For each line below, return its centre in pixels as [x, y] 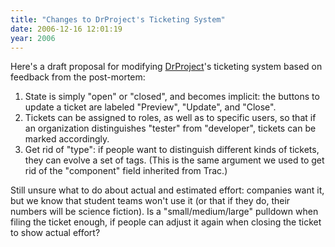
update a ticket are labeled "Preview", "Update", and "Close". [150, 107]
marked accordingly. [67, 139]
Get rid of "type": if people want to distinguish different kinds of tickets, [172, 150]
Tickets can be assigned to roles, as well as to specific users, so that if [170, 118]
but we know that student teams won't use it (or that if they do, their [150, 201]
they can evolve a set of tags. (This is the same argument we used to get [174, 160]
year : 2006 [33, 38]
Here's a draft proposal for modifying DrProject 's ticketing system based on [166, 67]
